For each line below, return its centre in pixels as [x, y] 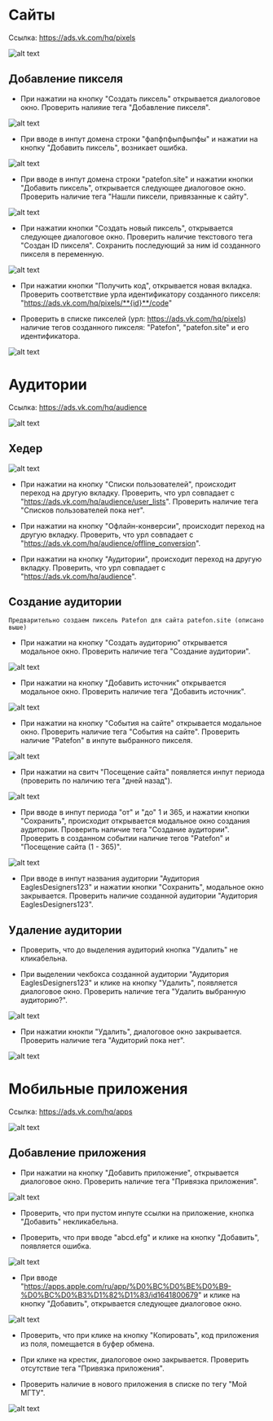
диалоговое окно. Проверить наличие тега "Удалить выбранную [133, 992]
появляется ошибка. [56, 1246]
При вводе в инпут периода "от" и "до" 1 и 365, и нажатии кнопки [135, 812]
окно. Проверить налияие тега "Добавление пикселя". [115, 107]
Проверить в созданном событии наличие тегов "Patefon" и [125, 838]
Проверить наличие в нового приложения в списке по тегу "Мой [133, 1384]
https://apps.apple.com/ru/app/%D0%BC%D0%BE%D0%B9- [128, 1286]
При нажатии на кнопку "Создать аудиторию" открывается [124, 643]
